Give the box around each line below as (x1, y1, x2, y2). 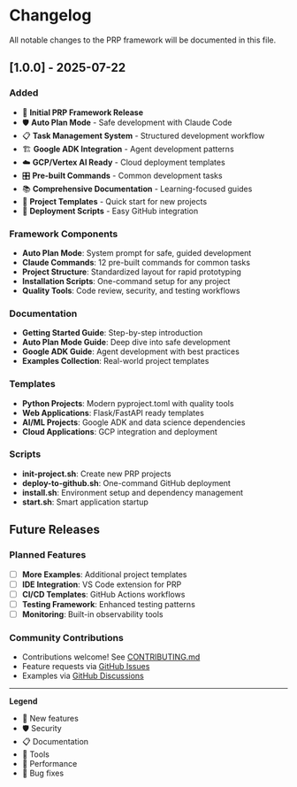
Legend (9, 696, 38, 706)
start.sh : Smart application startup (21, 497, 148, 507)
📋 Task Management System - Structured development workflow (21, 130, 265, 141)
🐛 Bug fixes (21, 768, 65, 779)
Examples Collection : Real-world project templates (21, 356, 209, 366)
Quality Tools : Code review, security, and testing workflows (21, 285, 240, 296)
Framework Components (9, 228, 118, 240)
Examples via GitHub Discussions (21, 670, 144, 682)
